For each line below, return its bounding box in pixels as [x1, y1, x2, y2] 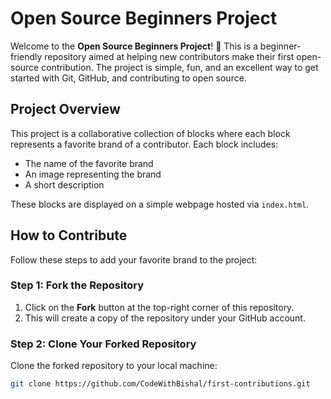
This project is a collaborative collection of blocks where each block [10, 127, 291, 139]
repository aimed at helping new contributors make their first [44, 50, 295, 62]
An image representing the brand [24, 168, 162, 180]
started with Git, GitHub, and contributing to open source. [10, 72, 247, 84]
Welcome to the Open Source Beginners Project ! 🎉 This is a [10, 40, 258, 52]
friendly [10, 50, 43, 62]
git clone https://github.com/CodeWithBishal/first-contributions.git [10, 379, 311, 389]
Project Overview [10, 101, 121, 118]
